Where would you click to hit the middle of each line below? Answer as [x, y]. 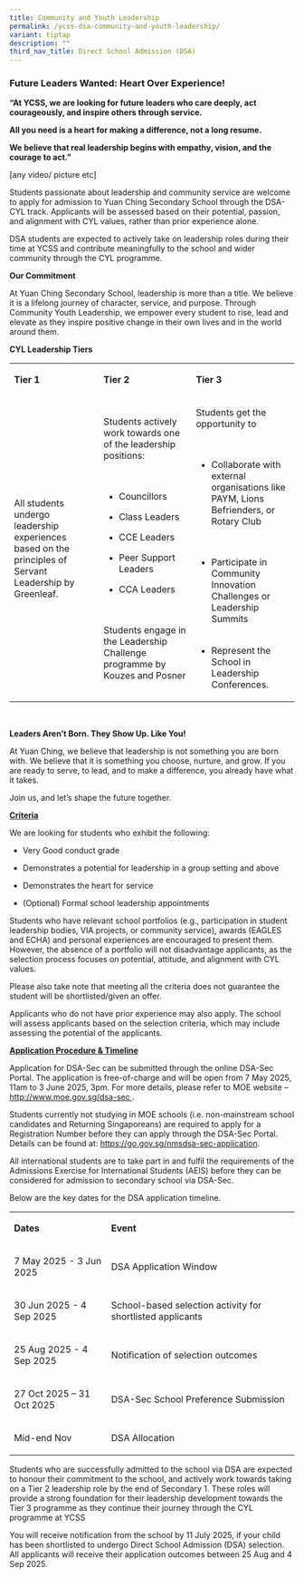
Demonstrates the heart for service [88, 886]
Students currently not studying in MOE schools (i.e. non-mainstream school [152, 1115]
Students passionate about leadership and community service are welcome [150, 192]
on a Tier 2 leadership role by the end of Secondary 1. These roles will [140, 1489]
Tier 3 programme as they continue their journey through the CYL [131, 1508]
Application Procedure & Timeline [74, 1051]
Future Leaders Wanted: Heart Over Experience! [117, 83]
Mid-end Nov [43, 1438]
